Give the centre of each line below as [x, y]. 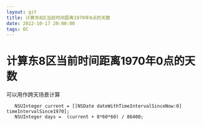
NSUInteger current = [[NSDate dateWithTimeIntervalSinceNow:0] [98, 106]
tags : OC [17, 29]
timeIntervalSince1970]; [38, 112]
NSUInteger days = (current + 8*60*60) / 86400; [79, 117]
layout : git [21, 12]
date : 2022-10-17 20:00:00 [41, 23]
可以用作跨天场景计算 [33, 95]
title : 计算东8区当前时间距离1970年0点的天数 [58, 18]
